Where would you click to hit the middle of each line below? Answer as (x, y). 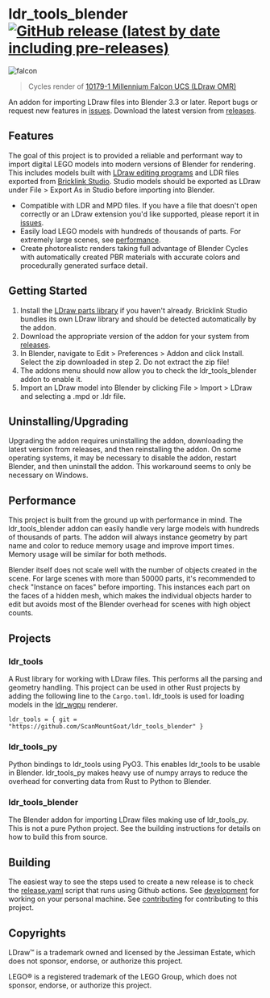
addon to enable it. (51, 379)
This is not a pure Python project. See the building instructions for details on (135, 828)
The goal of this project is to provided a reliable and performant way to (126, 155)
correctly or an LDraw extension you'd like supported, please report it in (139, 214)
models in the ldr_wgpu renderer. (63, 704)
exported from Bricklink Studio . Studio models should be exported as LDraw (135, 181)
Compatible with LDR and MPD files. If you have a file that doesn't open (139, 205)
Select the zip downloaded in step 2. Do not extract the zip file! (125, 362)
